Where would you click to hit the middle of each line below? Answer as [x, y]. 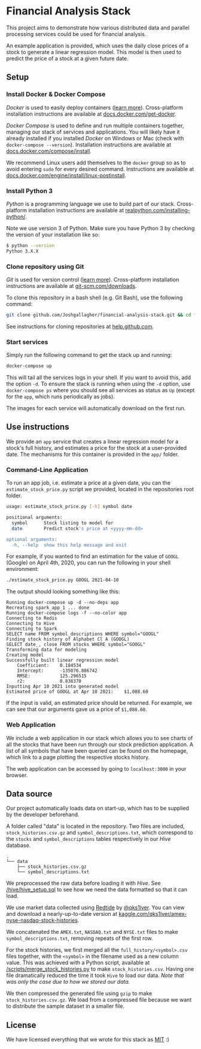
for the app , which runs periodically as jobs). [60, 396]
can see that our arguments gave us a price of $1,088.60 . [77, 710]
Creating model [25, 655]
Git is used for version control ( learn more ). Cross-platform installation [93, 279]
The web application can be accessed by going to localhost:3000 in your [96, 768]
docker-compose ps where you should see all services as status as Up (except [100, 390]
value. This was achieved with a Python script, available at [78, 963]
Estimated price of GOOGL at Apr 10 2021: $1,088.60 [77, 692]
